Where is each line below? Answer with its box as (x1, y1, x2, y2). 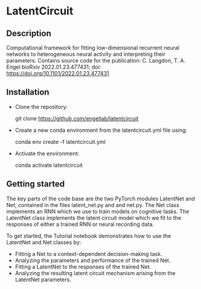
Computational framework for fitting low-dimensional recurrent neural (6, 44, 180, 51)
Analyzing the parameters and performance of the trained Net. (14, 256, 171, 264)
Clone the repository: (14, 103, 68, 110)
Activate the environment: (14, 149, 80, 157)
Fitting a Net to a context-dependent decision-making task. (14, 250, 162, 257)
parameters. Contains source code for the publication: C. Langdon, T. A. (6, 57, 186, 64)
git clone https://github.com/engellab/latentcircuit (14, 114, 139, 122)
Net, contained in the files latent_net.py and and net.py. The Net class (6, 201, 180, 208)
